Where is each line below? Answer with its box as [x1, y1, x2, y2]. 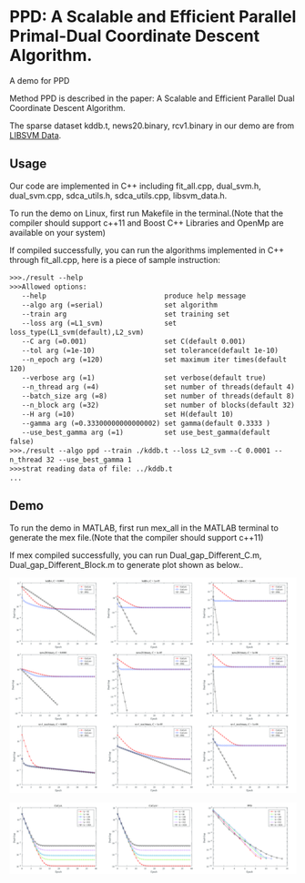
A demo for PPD [9, 75, 70, 86]
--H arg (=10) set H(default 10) [21, 410, 234, 419]
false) [9, 437, 35, 446]
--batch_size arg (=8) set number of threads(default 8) [21, 391, 296, 401]
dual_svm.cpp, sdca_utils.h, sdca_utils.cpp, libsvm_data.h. [9, 189, 228, 201]
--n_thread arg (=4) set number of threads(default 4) [21, 382, 296, 391]
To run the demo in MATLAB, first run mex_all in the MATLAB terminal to [9, 522, 280, 533]
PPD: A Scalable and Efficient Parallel [9, 6, 297, 27]
